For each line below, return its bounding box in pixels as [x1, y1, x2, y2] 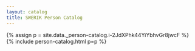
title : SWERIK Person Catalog [6, 15, 83, 21]
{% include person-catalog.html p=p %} [6, 38, 107, 45]
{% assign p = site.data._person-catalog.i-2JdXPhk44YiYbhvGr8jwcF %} [6, 31, 190, 38]
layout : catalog [6, 8, 47, 15]
